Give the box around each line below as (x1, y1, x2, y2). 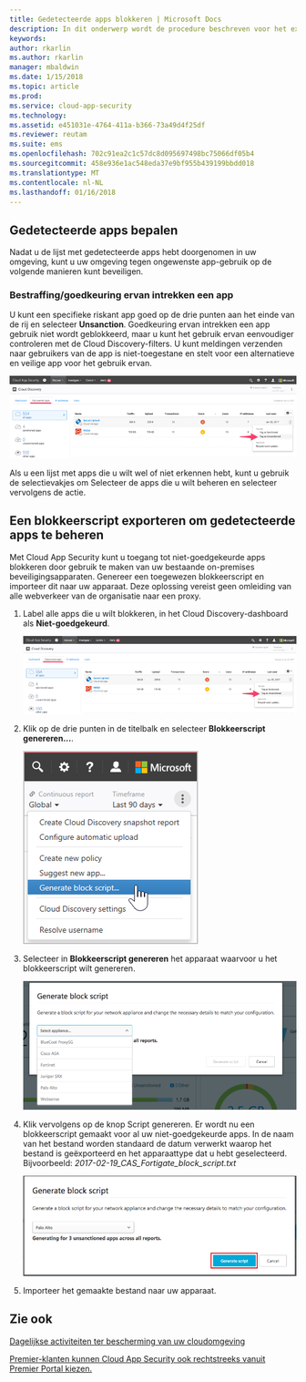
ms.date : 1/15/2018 (9, 73, 84, 82)
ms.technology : (9, 110, 67, 120)
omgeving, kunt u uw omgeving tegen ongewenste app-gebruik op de (9, 256, 272, 268)
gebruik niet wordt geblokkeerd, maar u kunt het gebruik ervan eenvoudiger (9, 329, 294, 340)
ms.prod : (9, 91, 43, 100)
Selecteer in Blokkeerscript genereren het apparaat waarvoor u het (22, 953, 278, 965)
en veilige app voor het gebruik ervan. (9, 358, 152, 369)
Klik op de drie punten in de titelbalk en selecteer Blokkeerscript (22, 723, 266, 734)
